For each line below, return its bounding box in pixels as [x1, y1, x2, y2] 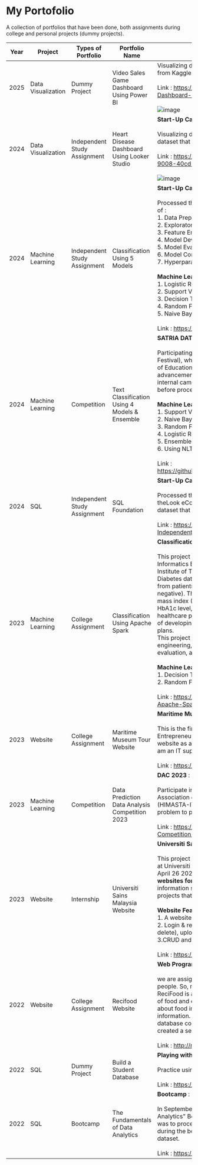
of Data [112, 1123, 133, 1131]
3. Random [157, 422, 187, 431]
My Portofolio [6, 4, 75, 18]
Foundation [112, 506, 144, 514]
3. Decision [157, 294, 189, 302]
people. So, [157, 982, 189, 990]
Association [157, 793, 190, 801]
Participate [157, 786, 187, 794]
